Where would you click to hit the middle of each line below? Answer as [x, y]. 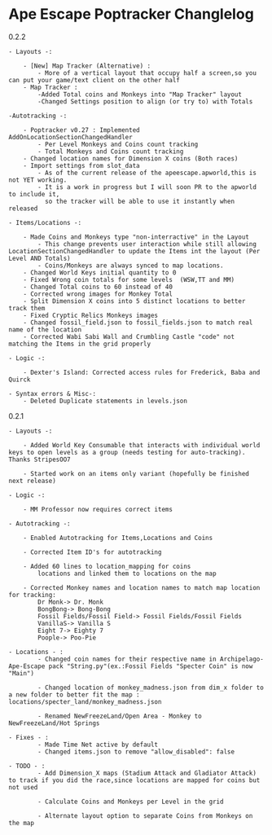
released [23, 209]
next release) [33, 481]
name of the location [45, 330]
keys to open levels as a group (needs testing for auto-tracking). [127, 452]
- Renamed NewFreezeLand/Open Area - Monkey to [120, 716]
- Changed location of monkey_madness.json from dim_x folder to [151, 688]
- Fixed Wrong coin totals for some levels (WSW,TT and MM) [129, 279]
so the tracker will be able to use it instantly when [139, 201]
